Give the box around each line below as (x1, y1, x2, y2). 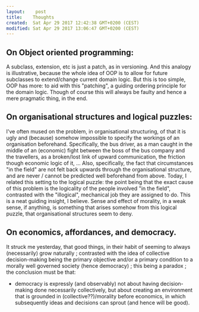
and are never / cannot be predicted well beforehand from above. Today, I (6, 172, 187, 179)
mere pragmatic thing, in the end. (6, 95, 88, 102)
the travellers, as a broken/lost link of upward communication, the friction (6, 153, 186, 160)
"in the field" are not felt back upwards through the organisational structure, (6, 166, 192, 173)
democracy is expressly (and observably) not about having (14, 280, 159, 287)
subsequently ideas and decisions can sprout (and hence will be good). (14, 299, 190, 306)
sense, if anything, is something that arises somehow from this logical (6, 204, 177, 211)
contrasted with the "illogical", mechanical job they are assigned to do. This (6, 191, 191, 198)
